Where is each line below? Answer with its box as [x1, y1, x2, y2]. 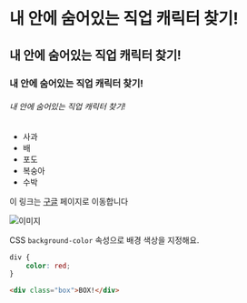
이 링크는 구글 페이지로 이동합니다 [9, 196, 129, 207]
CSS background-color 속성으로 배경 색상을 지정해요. [9, 234, 200, 246]
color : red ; [25, 261, 71, 270]
